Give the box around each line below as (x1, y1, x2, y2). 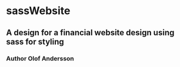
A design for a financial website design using (6, 28, 175, 38)
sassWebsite (6, 4, 71, 18)
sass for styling (6, 36, 65, 46)
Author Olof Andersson (6, 54, 75, 62)
